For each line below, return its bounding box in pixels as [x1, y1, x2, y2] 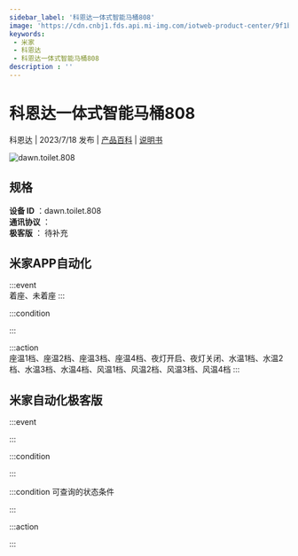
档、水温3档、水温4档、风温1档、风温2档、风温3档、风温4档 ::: [9, 364, 240, 375]
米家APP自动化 [9, 256, 91, 271]
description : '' [9, 63, 74, 72]
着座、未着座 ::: [9, 290, 66, 301]
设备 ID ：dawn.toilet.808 [9, 205, 102, 215]
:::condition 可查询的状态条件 [9, 487, 115, 497]
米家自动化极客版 [9, 392, 103, 408]
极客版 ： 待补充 [9, 227, 68, 238]
